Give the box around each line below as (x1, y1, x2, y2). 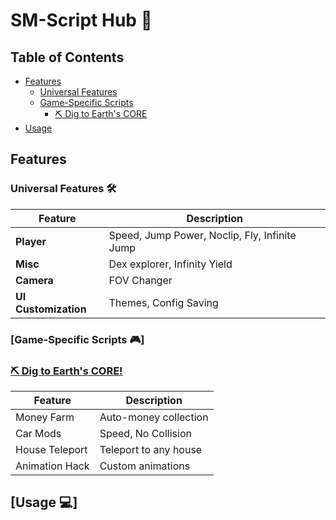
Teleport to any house (99, 442, 203, 456)
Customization (15, 302, 87, 316)
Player (15, 234, 47, 248)
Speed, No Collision (99, 426, 192, 440)
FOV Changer (108, 273, 173, 287)
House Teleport (15, 442, 88, 456)
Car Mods (15, 426, 62, 440)
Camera (15, 273, 54, 287)
